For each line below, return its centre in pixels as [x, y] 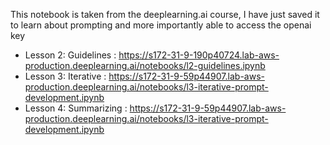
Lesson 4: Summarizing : [76, 108]
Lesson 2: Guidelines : [70, 55]
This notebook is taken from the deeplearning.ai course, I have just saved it [165, 14]
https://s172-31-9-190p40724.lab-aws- [199, 55]
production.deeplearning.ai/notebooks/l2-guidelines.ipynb [145, 65]
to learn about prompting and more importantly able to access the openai [161, 25]
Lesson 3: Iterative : [65, 76]
